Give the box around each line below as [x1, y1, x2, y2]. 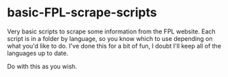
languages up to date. [7, 49, 68, 57]
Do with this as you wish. [7, 62, 77, 70]
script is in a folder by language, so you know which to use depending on [7, 34, 213, 42]
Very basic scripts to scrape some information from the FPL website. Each [7, 27, 216, 35]
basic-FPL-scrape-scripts [7, 5, 157, 20]
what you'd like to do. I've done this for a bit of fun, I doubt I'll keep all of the [7, 42, 222, 50]
